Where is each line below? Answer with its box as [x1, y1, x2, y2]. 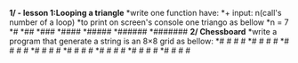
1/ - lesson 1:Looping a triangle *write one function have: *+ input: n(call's [9, 8, 282, 18]
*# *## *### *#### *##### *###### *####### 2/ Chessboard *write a [9, 27, 278, 36]
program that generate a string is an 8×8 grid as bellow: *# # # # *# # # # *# [9, 35, 290, 46]
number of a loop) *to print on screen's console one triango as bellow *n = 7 [9, 17, 289, 28]
